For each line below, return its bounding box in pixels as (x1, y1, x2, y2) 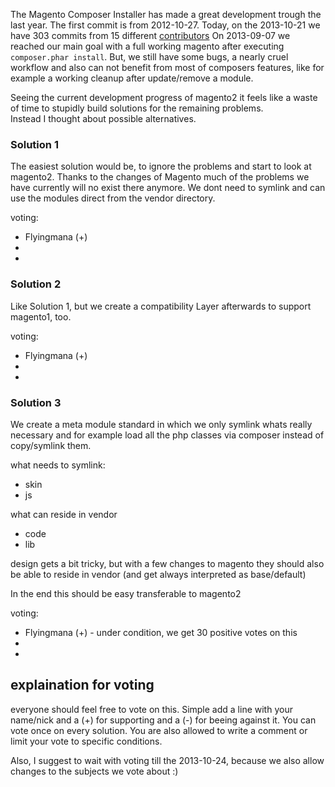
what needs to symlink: (10, 459, 106, 471)
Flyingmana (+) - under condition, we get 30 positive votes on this (24, 626, 298, 638)
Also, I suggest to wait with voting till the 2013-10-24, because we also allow (10, 754, 325, 766)
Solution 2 (10, 277, 62, 291)
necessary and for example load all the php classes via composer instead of (10, 429, 325, 441)
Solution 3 (10, 395, 62, 409)
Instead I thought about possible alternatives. (10, 113, 197, 124)
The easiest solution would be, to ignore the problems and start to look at (10, 160, 312, 173)
